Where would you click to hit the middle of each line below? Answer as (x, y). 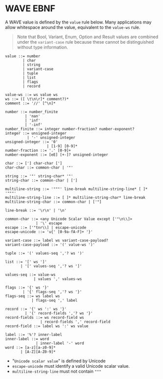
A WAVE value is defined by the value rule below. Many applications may (78, 22)
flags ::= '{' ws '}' (27, 287)
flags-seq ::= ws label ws (33, 296)
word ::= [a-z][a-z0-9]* (30, 347)
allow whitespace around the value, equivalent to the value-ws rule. (73, 27)
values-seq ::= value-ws (30, 275)
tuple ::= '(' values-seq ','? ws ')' (45, 253)
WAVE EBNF (30, 9)
